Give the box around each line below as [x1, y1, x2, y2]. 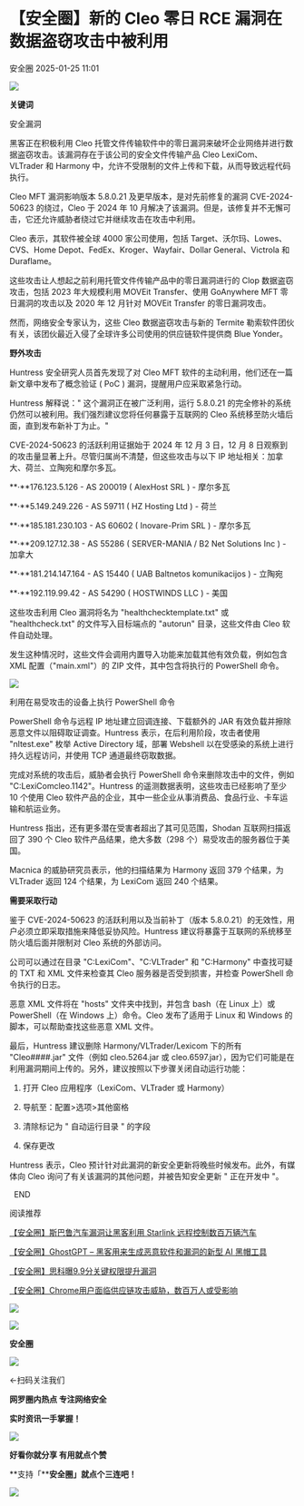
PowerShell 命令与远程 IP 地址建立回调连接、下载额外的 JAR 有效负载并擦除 [9, 715, 292, 726]
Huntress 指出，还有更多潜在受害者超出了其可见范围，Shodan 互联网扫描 [9, 822, 283, 833]
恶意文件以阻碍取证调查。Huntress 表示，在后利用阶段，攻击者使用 [9, 727, 260, 738]
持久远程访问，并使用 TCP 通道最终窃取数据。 [9, 750, 181, 761]
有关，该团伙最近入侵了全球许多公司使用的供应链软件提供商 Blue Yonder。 [9, 328, 288, 339]
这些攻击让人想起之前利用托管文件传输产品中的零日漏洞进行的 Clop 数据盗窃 [9, 274, 294, 286]
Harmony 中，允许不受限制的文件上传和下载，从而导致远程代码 [55, 160, 291, 171]
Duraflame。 [9, 255, 57, 266]
